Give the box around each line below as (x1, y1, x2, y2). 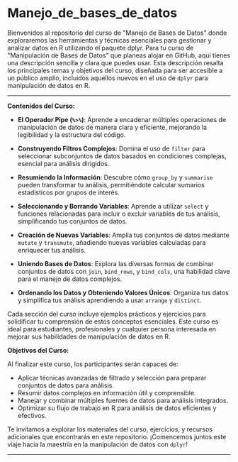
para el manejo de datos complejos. (17, 275, 123, 283)
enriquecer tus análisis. (17, 246, 86, 254)
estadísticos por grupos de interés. (17, 188, 120, 197)
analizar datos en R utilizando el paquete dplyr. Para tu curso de (7, 43, 194, 52)
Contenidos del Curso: (7, 101, 76, 110)
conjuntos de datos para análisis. (17, 381, 115, 390)
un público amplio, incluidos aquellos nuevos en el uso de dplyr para (7, 73, 208, 82)
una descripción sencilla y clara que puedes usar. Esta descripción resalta (7, 58, 224, 67)
